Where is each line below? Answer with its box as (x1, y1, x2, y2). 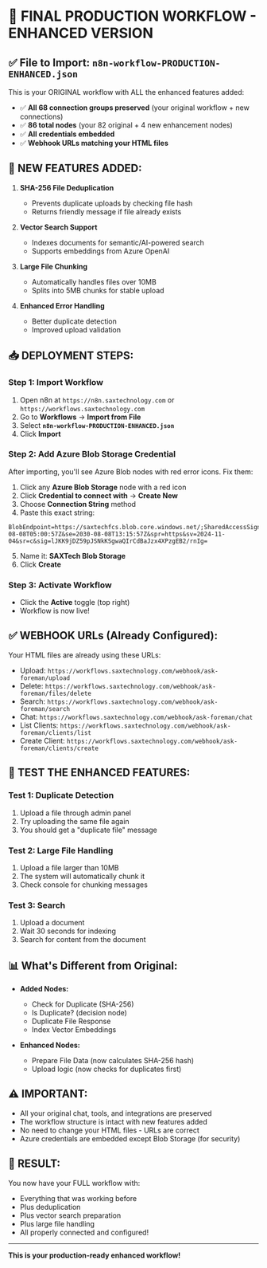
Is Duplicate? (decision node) (31, 1008, 127, 1017)
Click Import (19, 429, 61, 438)
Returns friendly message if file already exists (31, 206, 182, 216)
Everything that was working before (19, 1193, 137, 1203)
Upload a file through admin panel (19, 808, 132, 818)
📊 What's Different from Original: (8, 959, 178, 972)
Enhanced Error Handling (19, 300, 105, 310)
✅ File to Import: (8, 56, 91, 69)
